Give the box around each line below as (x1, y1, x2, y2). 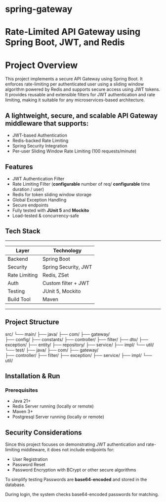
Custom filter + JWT (42, 280, 90, 287)
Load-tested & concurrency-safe (12, 213, 79, 218)
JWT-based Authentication (12, 133, 68, 139)
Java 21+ (12, 398, 31, 404)
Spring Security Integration (12, 143, 68, 149)
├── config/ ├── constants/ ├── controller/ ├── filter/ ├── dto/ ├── (5, 336, 149, 342)
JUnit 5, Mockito (42, 287, 81, 294)
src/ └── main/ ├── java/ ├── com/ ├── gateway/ (5, 331, 110, 337)
